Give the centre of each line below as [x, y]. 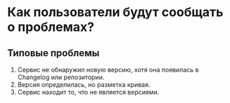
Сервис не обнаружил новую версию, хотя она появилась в [108, 70]
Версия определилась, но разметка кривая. [84, 84]
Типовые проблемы [53, 53]
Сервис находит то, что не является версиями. [88, 92]
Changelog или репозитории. [61, 77]
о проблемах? [51, 27]
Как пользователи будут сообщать [115, 12]
